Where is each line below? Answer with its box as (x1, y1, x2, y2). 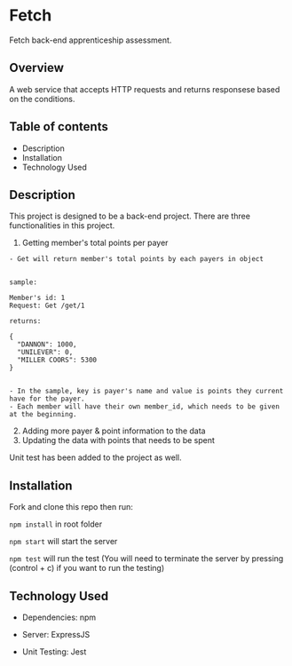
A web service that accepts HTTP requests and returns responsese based (9, 83, 280, 94)
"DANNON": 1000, (17, 340, 77, 349)
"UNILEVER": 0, (17, 348, 74, 357)
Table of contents (9, 119, 108, 134)
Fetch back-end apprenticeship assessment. (9, 35, 172, 45)
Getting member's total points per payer (21, 237, 169, 249)
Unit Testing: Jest (21, 646, 87, 657)
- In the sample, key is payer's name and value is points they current (9, 387, 284, 396)
